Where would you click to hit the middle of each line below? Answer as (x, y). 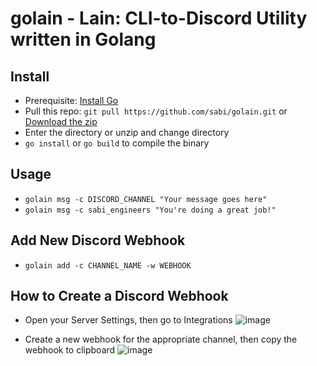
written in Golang (83, 39)
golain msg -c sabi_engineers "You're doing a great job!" (150, 210)
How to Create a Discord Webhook (119, 296)
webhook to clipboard (70, 350)
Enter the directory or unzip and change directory (127, 132)
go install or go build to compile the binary (117, 143)
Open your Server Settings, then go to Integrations (128, 320)
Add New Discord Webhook (98, 240)
